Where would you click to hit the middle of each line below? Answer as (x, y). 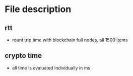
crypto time (23, 56)
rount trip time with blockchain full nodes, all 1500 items (70, 40)
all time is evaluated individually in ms (51, 68)
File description (38, 9)
